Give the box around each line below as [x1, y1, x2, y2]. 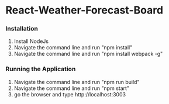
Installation [5, 25, 39, 33]
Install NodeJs [13, 38, 49, 45]
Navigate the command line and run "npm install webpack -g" [13, 51, 163, 58]
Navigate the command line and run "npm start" [13, 85, 130, 92]
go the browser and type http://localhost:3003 [13, 90, 126, 98]
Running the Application [5, 65, 76, 73]
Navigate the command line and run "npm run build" [13, 78, 140, 85]
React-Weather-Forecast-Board [5, 4, 164, 17]
